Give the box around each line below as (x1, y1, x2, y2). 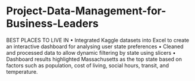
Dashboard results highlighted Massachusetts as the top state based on (6, 55, 183, 63)
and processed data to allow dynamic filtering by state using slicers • (6, 49, 176, 56)
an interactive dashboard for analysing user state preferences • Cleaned (6, 43, 184, 50)
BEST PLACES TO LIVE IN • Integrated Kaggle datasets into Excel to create (6, 36, 189, 43)
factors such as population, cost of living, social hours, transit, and (6, 61, 169, 69)
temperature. (6, 68, 38, 75)
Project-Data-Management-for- (6, 4, 166, 18)
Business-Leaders (6, 17, 99, 30)
